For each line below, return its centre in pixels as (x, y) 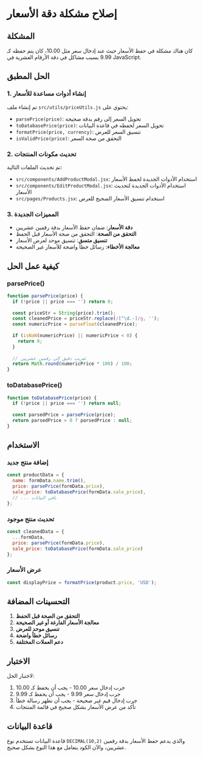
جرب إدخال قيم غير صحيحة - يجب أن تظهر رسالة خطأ (76, 700)
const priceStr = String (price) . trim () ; (64, 313)
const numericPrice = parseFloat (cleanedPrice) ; (75, 324)
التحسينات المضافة (38, 601)
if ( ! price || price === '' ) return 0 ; (63, 301)
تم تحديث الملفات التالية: (35, 167)
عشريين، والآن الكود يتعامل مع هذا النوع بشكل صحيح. (67, 747)
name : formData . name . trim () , (49, 481)
